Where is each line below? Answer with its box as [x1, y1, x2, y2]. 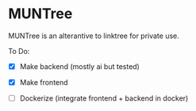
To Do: [8, 46, 30, 55]
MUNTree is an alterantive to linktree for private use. [8, 31, 180, 40]
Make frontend [19, 78, 69, 87]
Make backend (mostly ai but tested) [19, 61, 140, 71]
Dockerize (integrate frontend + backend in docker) [19, 94, 189, 103]
